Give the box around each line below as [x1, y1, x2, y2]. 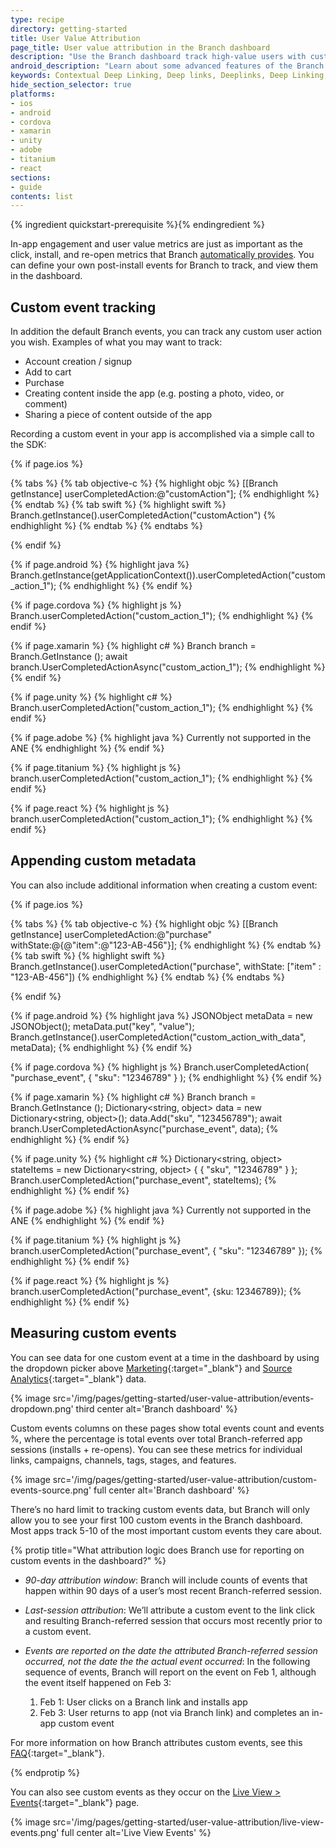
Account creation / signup [24, 356, 133, 368]
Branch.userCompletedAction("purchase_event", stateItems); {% [10, 1174, 277, 1186]
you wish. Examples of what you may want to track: [10, 336, 223, 348]
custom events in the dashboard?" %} [10, 1554, 167, 1566]
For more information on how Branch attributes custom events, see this [10, 1736, 303, 1748]
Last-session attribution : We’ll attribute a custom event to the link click [24, 1604, 316, 1616]
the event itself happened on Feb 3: [24, 1676, 172, 1688]
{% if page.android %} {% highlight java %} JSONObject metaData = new [10, 1009, 313, 1021]
